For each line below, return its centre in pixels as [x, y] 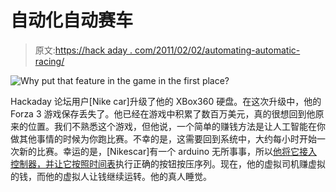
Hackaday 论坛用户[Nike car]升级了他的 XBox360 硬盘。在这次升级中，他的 [166, 101]
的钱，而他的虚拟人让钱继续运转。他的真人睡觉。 [111, 176]
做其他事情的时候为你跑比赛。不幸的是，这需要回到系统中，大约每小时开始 [163, 138]
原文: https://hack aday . [83, 50]
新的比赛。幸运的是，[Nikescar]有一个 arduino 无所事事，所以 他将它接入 [168, 151]
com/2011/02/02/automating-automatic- [217, 50]
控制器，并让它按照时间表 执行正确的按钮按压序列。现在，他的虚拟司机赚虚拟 [168, 163]
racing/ [49, 61]
